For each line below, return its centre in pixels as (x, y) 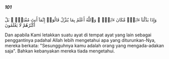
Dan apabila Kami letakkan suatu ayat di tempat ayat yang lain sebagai (78, 35)
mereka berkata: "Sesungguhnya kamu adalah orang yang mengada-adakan (85, 45)
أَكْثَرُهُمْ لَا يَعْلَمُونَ (20, 25)
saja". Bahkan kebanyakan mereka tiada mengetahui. (60, 51)
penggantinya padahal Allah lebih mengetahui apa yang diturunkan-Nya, (80, 40)
